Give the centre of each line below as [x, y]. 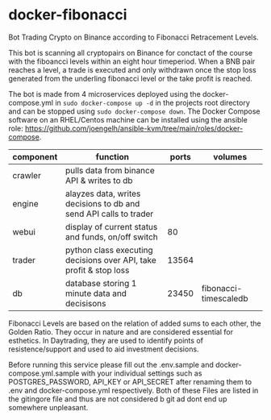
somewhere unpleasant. [48, 407]
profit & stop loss [98, 270]
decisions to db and [103, 203]
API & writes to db [99, 181]
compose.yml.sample [44, 373]
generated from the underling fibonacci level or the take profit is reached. [130, 78]
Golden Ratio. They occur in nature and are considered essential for [121, 331]
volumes [230, 156]
